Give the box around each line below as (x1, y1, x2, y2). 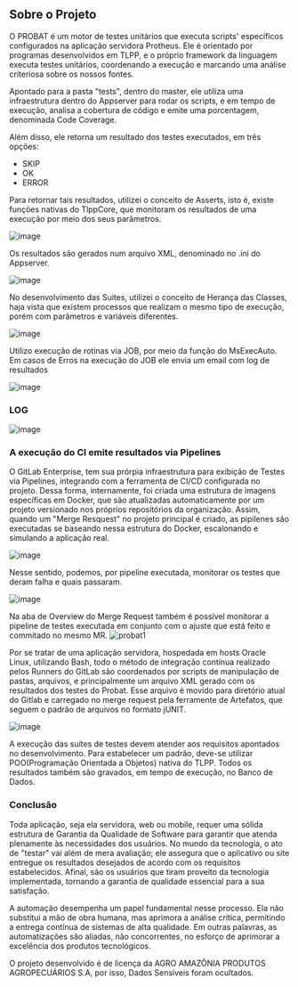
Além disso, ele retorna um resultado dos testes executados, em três (9, 131, 262, 142)
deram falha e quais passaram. (9, 576, 123, 587)
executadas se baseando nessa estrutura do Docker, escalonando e (9, 523, 259, 534)
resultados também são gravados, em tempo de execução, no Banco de (9, 767, 273, 778)
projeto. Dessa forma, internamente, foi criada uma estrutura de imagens (9, 485, 277, 496)
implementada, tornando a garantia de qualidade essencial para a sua (9, 876, 265, 886)
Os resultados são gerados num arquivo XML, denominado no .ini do (9, 248, 261, 258)
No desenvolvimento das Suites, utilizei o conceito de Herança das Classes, (9, 291, 287, 302)
